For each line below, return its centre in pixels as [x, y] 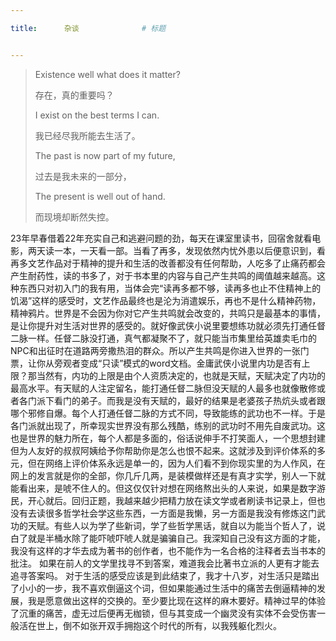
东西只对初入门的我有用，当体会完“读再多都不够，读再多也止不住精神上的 [170, 288]
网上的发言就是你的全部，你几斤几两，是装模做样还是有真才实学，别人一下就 [168, 475]
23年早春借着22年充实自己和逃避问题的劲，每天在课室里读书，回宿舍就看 [161, 238]
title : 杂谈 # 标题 [88, 28]
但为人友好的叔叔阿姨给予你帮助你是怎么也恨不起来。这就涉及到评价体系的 [163, 450]
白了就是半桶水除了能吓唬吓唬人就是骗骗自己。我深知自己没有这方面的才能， [168, 538]
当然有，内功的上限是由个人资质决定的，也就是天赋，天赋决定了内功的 [181, 375]
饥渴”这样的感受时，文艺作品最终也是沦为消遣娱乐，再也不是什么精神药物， [166, 300]
